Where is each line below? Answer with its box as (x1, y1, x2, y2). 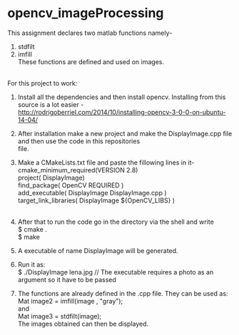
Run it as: (17, 260, 46, 269)
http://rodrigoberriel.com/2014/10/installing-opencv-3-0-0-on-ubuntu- (17, 108, 226, 116)
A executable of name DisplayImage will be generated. (17, 246, 178, 254)
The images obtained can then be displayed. (17, 319, 149, 328)
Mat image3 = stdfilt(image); (17, 311, 102, 320)
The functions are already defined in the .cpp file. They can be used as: (17, 289, 228, 297)
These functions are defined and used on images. (17, 57, 164, 66)
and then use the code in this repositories (17, 137, 141, 145)
